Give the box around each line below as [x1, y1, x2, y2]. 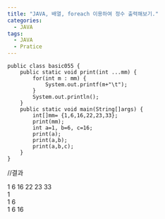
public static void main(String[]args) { [20, 106, 143, 113]
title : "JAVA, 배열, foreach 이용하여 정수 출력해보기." [7, 10, 159, 18]
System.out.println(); [32, 93, 99, 100]
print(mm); [32, 118, 65, 125]
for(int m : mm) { [32, 75, 87, 82]
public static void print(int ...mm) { [20, 69, 137, 76]
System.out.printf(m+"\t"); [44, 81, 128, 88]
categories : [7, 17, 42, 24]
